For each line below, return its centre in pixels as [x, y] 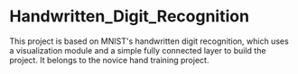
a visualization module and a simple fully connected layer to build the [138, 50]
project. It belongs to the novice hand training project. [109, 60]
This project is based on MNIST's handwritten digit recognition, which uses [149, 41]
